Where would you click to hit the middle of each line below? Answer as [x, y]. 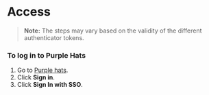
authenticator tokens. [54, 37]
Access [29, 12]
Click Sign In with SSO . [50, 85]
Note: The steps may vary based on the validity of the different [113, 31]
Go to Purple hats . [42, 70]
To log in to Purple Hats [47, 55]
